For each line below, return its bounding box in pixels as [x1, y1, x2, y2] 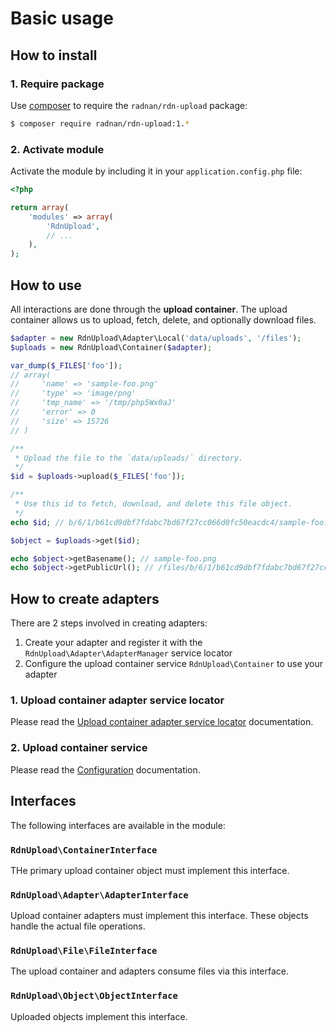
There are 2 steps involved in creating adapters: [10, 617, 208, 629]
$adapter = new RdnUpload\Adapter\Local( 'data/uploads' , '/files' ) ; [10, 333, 302, 343]
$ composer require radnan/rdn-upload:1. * [10, 118, 190, 129]
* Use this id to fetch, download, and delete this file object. [14, 499, 293, 509]
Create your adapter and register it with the [24, 637, 203, 649]
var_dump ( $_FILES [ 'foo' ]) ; [10, 360, 123, 371]
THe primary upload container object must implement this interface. [10, 864, 290, 876]
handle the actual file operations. [10, 920, 146, 932]
